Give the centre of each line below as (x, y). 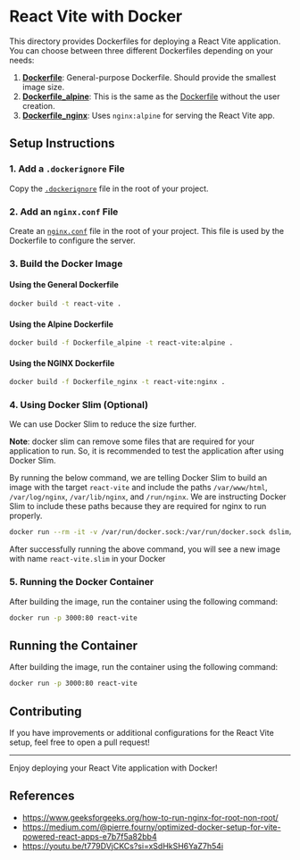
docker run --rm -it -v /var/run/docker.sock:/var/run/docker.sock (137, 532)
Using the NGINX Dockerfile (62, 363)
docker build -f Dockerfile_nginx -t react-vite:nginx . (117, 382)
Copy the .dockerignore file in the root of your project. (109, 188)
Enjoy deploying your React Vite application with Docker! (113, 768)
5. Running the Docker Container (82, 582)
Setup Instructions (62, 143)
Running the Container (74, 645)
